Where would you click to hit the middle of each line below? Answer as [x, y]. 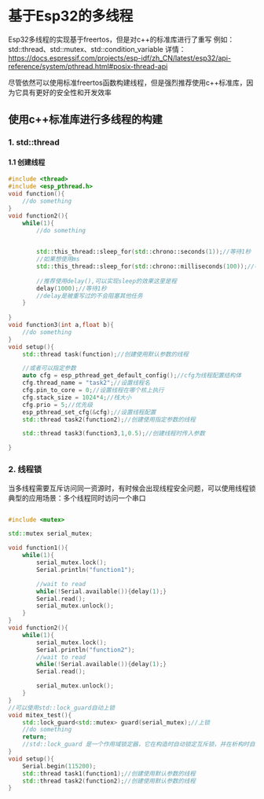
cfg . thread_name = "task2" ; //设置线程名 [86, 383]
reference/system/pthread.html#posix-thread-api [88, 66]
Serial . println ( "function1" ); [86, 570]
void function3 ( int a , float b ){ [61, 325]
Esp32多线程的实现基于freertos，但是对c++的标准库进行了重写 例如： [121, 39]
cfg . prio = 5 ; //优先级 [57, 405]
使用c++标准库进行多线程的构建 [85, 120]
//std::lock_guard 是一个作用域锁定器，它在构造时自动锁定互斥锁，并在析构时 [136, 744]
